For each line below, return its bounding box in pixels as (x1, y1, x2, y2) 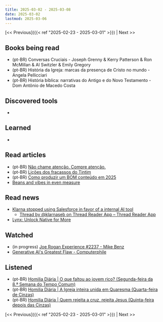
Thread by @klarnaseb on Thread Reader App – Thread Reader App (19, 212, 156, 218)
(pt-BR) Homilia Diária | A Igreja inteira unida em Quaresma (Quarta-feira (12, 286, 158, 293)
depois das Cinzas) (12, 302, 51, 308)
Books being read (5, 43, 60, 52)
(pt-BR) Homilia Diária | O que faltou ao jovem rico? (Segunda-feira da (12, 276, 153, 282)
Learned (5, 124, 31, 132)
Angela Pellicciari (12, 72, 47, 78)
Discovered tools (5, 97, 58, 105)
